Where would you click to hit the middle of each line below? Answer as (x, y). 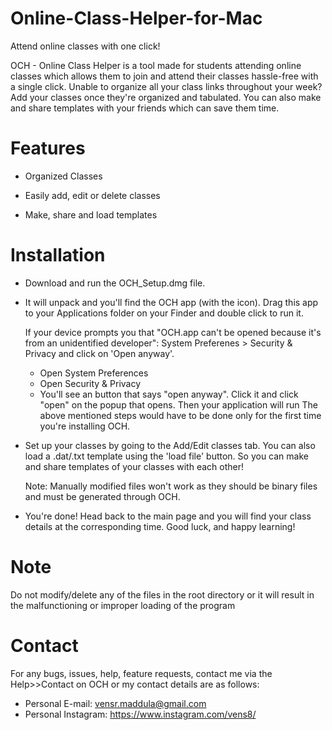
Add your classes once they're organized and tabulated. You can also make (166, 97)
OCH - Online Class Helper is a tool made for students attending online (156, 65)
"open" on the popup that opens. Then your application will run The (178, 404)
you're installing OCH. (85, 426)
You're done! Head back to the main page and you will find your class (168, 516)
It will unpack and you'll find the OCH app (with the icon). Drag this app (171, 302)
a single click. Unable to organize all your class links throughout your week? (166, 86)
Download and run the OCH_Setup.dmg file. (115, 283)
